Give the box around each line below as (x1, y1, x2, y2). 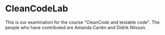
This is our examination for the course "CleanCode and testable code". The (5, 19, 160, 25)
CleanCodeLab (5, 3, 68, 14)
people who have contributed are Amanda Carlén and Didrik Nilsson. (5, 24, 146, 30)
